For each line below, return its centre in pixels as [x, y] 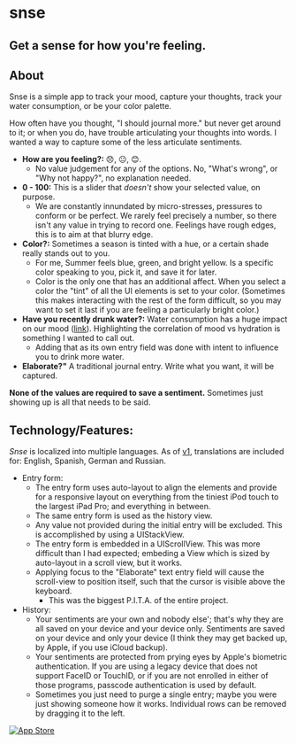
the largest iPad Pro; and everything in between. [123, 507]
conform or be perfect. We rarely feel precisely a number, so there [156, 216]
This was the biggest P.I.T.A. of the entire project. [138, 601]
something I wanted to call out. [78, 338]
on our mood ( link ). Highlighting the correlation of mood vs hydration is [151, 329]
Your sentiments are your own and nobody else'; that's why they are [159, 619]
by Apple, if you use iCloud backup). [101, 647]
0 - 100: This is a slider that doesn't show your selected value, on [141, 188]
